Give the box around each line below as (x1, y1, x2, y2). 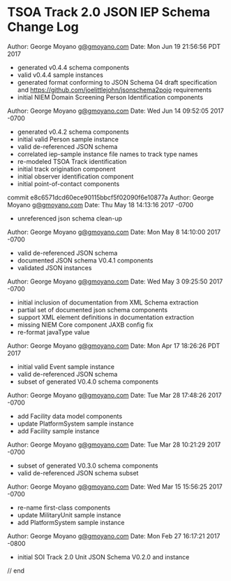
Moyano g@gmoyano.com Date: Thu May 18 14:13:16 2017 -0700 (7, 200, 194, 209)
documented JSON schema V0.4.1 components (17, 256, 154, 265)
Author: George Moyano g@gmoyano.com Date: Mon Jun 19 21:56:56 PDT (7, 42, 221, 50)
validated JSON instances (17, 263, 92, 272)
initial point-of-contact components (17, 179, 120, 188)
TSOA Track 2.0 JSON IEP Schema (7, 4, 211, 20)
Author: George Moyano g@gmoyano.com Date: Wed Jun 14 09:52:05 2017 (7, 106, 225, 115)
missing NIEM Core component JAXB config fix (17, 320, 154, 329)
